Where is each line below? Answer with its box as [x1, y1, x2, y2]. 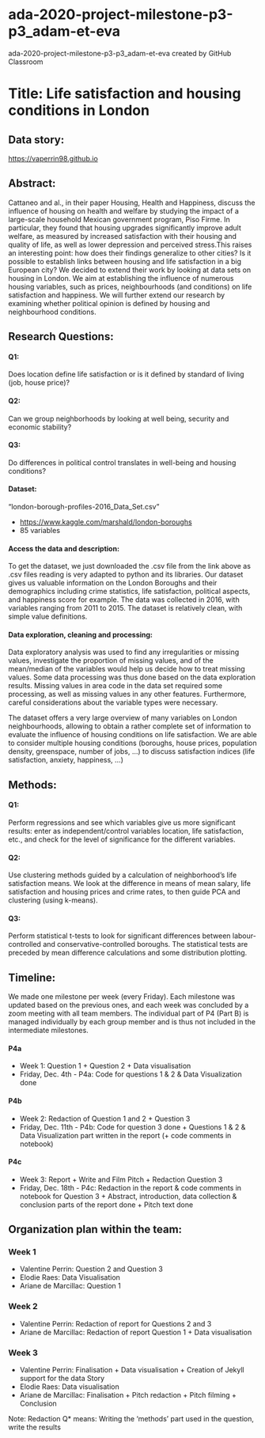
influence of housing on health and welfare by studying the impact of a [8, 206, 239, 215]
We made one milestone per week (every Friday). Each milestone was [8, 992, 236, 1001]
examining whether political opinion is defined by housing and [8, 298, 210, 308]
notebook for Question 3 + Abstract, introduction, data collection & [19, 1191, 237, 1201]
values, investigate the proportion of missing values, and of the [8, 656, 214, 665]
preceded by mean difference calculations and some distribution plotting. [8, 948, 248, 958]
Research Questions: [8, 330, 114, 343]
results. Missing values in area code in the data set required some [8, 681, 223, 691]
